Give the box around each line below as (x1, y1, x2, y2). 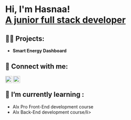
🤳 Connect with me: (5, 62, 68, 71)
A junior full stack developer (5, 14, 126, 26)
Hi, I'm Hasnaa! (5, 4, 71, 15)
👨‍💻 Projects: (5, 34, 44, 43)
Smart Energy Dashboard (12, 48, 67, 53)
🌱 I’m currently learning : (5, 90, 85, 99)
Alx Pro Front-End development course (12, 103, 94, 109)
